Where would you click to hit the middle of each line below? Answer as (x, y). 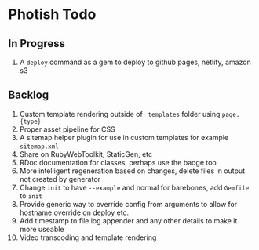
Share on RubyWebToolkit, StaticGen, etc (86, 154)
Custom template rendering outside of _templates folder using (120, 114)
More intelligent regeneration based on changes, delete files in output (132, 171)
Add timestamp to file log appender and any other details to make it (128, 220)
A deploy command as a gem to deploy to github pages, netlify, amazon (135, 62)
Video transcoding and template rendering (88, 237)
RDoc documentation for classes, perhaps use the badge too (118, 162)
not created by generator (60, 179)
